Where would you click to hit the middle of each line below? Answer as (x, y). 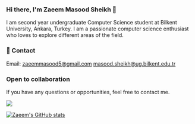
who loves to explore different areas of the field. (65, 35)
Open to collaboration (38, 79)
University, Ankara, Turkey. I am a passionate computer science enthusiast (97, 29)
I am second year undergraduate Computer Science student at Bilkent (92, 23)
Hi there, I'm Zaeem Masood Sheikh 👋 (62, 10)
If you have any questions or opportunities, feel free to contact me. (88, 92)
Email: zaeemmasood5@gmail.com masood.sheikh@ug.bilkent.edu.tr (91, 63)
